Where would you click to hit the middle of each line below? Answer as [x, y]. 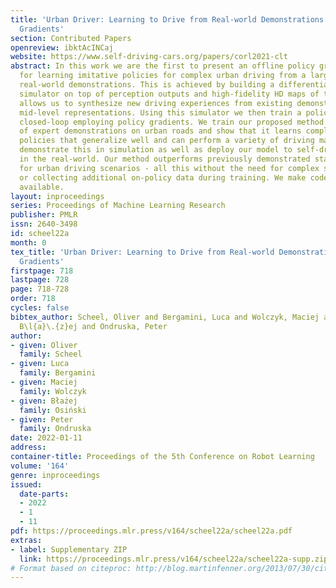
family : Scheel [51, 354]
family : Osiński [53, 410]
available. [42, 187]
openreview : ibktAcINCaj [62, 47]
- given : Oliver [44, 345]
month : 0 [28, 242]
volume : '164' [40, 466]
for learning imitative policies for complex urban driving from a [163, 76]
